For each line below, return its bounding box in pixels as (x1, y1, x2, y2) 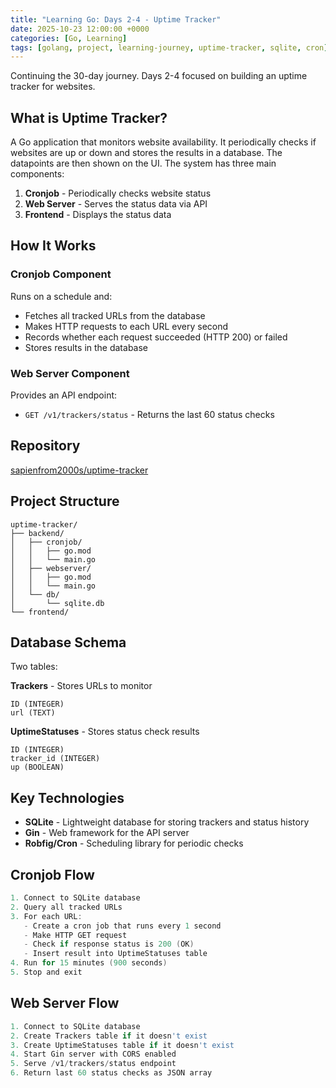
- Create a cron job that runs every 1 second (23, 921, 222, 931)
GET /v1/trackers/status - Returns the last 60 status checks (24, 409, 275, 421)
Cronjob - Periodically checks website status (24, 187, 212, 200)
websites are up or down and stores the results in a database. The (10, 147, 283, 159)
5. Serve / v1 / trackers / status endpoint (10, 1059, 177, 1069)
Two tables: (10, 661, 58, 673)
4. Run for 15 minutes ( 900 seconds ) (10, 958, 168, 968)
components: (10, 168, 65, 180)
